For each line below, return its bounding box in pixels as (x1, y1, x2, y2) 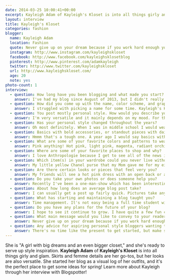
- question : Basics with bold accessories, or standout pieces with (10, 129, 157, 134)
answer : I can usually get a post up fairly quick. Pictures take (14, 191, 157, 196)
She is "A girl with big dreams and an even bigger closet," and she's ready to (5, 242, 165, 248)
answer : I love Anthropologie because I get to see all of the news (14, 153, 162, 158)
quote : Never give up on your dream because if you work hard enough (10, 45, 159, 50)
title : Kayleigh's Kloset (5, 21, 60, 27)
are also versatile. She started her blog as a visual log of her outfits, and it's (5, 258, 163, 264)
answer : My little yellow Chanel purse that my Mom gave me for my (14, 162, 159, 167)
